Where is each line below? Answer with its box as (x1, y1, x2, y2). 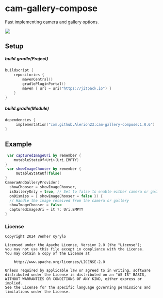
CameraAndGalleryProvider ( (5, 180, 60, 185)
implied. (5, 281, 23, 286)
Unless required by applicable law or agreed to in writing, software (5, 268, 151, 273)
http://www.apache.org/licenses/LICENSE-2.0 (14, 260, 105, 265)
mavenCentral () (22, 77, 53, 82)
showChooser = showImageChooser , (9, 184, 77, 189)
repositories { (14, 72, 45, 78)
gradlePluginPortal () (22, 81, 66, 86)
